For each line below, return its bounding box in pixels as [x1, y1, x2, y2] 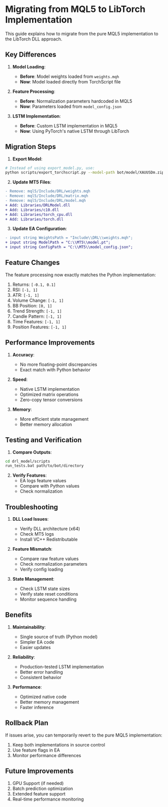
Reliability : [12, 654, 35, 660]
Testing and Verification [5, 436, 82, 444]
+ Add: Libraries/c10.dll [5, 207, 59, 212]
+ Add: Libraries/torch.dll [5, 216, 64, 222]
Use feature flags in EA [12, 747, 60, 753]
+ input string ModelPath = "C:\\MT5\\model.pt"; [5, 240, 111, 245]
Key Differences [5, 50, 56, 59]
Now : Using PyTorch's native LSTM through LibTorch [19, 128, 129, 134]
